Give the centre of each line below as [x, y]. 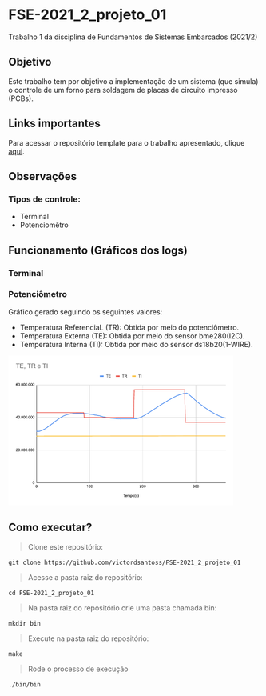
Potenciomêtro [44, 225]
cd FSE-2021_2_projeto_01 [51, 593]
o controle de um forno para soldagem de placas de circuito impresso [123, 90]
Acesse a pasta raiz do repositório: [85, 577]
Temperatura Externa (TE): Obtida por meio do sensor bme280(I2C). [132, 336]
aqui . [17, 151]
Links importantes [55, 124]
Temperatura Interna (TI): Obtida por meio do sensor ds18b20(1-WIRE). [136, 344]
